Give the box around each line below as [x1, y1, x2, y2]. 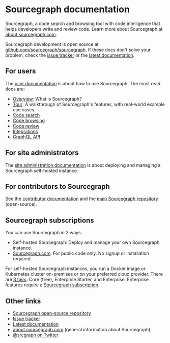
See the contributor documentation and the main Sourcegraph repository [5, 195, 159, 202]
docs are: [5, 86, 25, 92]
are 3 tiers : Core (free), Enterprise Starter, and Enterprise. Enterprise [5, 277, 149, 283]
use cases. [12, 106, 36, 113]
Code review [12, 122, 40, 129]
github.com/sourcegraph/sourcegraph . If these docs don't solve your [5, 46, 151, 53]
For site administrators [5, 149, 79, 157]
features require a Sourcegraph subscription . [5, 282, 100, 288]
